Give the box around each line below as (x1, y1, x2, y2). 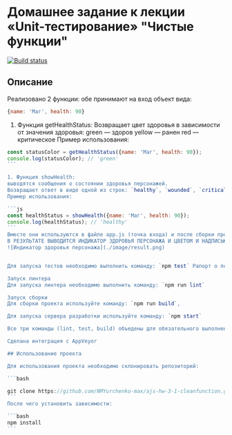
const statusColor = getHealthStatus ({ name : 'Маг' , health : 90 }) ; (7, 148, 202, 155)
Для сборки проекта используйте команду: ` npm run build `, (7, 300, 181, 307)
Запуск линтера (7, 275, 51, 282)
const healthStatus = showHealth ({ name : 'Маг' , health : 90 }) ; (7, 212, 190, 219)
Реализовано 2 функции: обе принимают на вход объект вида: (7, 95, 192, 103)
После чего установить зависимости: (7, 400, 113, 407)
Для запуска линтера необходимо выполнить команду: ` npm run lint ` (7, 281, 206, 289)
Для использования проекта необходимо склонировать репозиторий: (7, 362, 199, 369)
